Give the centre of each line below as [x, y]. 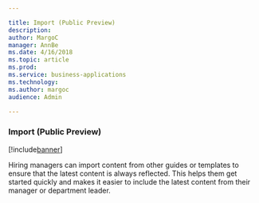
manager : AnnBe [33, 45]
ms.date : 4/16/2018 [41, 53]
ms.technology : [33, 82]
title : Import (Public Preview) [62, 22]
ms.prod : [23, 68]
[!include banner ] [35, 149]
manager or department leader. [60, 190]
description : [30, 30]
